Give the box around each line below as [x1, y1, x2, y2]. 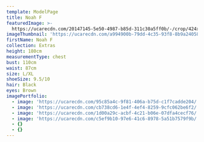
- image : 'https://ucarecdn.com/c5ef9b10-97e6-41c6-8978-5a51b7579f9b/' [12, 115, 200, 121]
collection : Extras [6, 43, 56, 49]
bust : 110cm [6, 59, 36, 65]
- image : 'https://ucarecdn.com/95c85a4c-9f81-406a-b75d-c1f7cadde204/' [12, 98, 200, 105]
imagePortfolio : [6, 93, 47, 99]
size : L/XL [6, 71, 34, 77]
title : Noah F [6, 15, 42, 21]
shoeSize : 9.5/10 [6, 76, 50, 82]
